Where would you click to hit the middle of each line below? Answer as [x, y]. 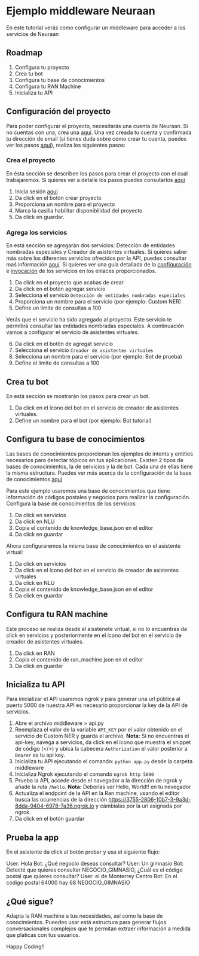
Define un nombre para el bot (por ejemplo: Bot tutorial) [83, 420]
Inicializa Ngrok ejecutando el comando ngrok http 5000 [84, 774]
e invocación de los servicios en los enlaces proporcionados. [81, 271]
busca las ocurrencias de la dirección [61, 800]
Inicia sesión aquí [36, 191]
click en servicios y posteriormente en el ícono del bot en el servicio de [94, 635]
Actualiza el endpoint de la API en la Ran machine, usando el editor [97, 793]
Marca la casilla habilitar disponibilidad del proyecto [79, 210]
